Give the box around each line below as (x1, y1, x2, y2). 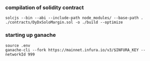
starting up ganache (5, 32, 56, 39)
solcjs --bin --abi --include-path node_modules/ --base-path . (5, 16, 143, 21)
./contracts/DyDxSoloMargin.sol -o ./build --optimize (5, 20, 123, 25)
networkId (5, 52, 26, 57)
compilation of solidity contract (5, 4, 84, 11)
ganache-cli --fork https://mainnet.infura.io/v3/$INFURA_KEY (5, 47, 139, 52)
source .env (5, 43, 30, 48)
